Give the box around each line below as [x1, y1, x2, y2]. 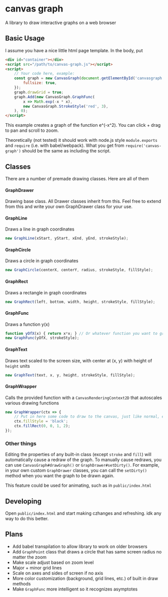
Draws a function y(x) [5, 321, 50, 327]
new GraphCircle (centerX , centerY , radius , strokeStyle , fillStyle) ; [5, 268, 153, 273]
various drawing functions [5, 400, 59, 406]
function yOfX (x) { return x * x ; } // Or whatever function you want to [5, 331, 157, 336]
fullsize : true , [23, 81, 57, 86]
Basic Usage [5, 34, 45, 43]
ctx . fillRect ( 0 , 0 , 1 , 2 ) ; [14, 424, 70, 429]
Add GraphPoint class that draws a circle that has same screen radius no [12, 548, 162, 554]
